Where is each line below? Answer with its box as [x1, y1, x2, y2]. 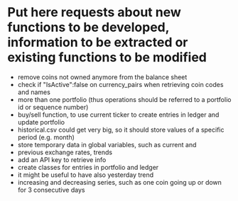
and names [17, 88, 51, 96]
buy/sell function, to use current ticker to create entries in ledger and [17, 110, 220, 119]
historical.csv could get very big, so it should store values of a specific [17, 125, 225, 134]
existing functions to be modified [7, 50, 207, 66]
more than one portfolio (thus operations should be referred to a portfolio [17, 95, 232, 103]
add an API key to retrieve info [17, 155, 107, 163]
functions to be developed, [7, 19, 169, 35]
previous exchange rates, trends [17, 148, 112, 156]
